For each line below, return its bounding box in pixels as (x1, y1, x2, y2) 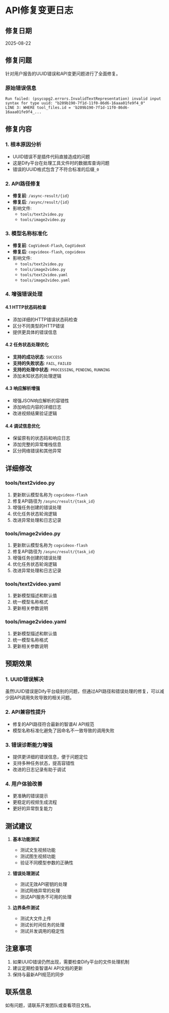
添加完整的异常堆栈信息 (12, 442, 62, 448)
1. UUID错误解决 (5, 676, 44, 683)
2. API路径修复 (5, 180, 41, 187)
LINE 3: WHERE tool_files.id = (5, 105, 71, 111)
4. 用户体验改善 (5, 780, 43, 787)
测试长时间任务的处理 (20, 922, 65, 928)
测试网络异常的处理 (20, 888, 61, 894)
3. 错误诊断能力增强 (5, 741, 53, 748)
